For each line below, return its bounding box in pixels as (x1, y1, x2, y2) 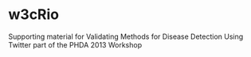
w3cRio (8, 6, 60, 24)
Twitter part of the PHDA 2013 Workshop (8, 40, 142, 49)
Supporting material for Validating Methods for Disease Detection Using (8, 32, 244, 41)
